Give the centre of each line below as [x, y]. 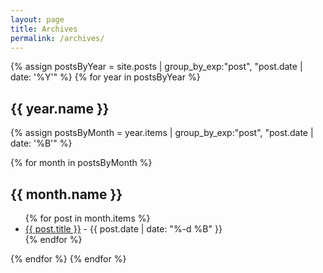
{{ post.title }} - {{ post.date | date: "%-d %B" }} [123, 229]
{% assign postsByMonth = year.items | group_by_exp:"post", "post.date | [162, 133]
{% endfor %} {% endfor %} [68, 259]
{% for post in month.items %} [87, 218]
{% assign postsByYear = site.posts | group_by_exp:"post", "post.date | [156, 67]
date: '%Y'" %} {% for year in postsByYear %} [105, 77]
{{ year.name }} [60, 108]
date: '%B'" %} [41, 143]
